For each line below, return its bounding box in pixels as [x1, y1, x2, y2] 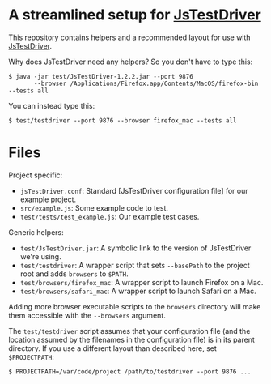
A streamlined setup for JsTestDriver [8, 6, 261, 24]
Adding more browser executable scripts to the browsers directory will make [8, 301, 261, 311]
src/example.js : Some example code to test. [19, 203, 168, 212]
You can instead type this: [8, 100, 95, 110]
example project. [19, 194, 77, 204]
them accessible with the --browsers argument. [8, 310, 166, 320]
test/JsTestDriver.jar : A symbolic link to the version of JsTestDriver [19, 243, 252, 253]
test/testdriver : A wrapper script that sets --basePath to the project [19, 260, 251, 270]
